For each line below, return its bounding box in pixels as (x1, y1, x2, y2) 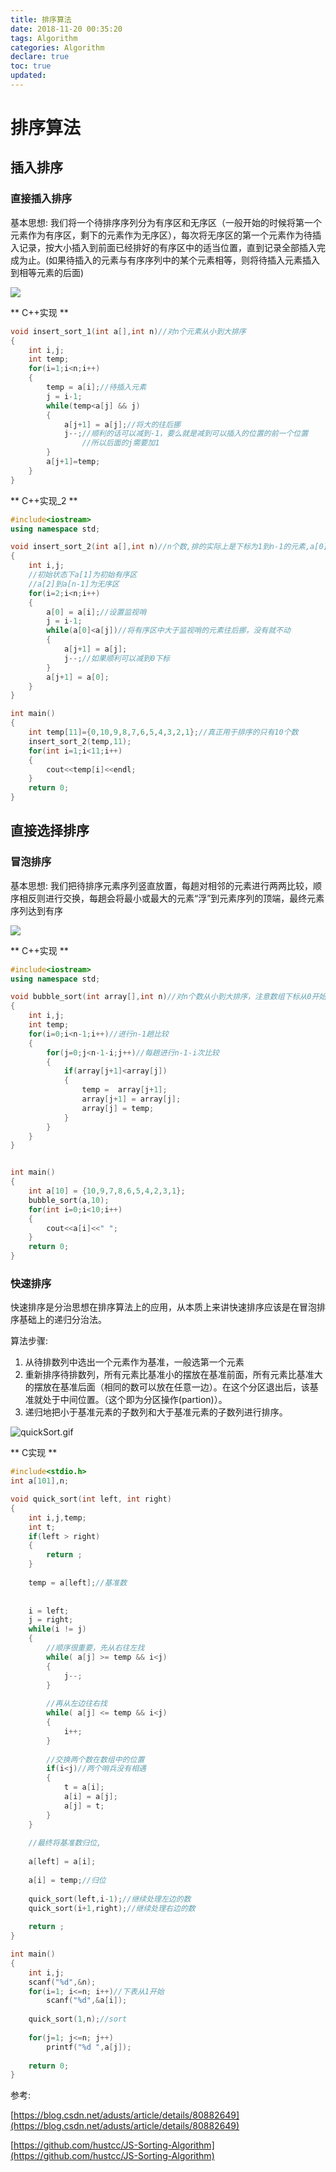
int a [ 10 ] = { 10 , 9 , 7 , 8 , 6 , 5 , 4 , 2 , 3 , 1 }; (28, 1186, 186, 1196)
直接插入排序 (10, 192, 73, 206)
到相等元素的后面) (10, 266, 85, 278)
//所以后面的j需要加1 (81, 438, 160, 448)
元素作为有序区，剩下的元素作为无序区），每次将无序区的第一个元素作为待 (10, 229, 313, 241)
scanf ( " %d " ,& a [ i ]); (46, 1996, 128, 2006)
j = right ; (28, 1615, 74, 1625)
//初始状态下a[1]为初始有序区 (28, 570, 138, 580)
